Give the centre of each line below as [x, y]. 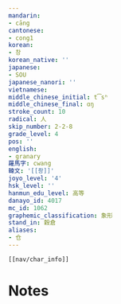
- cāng [19, 23]
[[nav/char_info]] [39, 259]
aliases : [23, 230]
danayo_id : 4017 [35, 201]
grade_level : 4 [33, 134]
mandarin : [25, 16]
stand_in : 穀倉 [32, 223]
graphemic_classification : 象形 [60, 216]
